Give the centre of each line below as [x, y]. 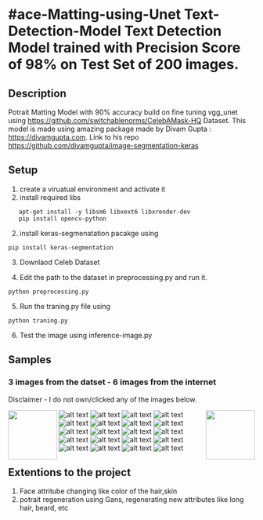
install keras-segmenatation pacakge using [89, 233]
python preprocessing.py [49, 292]
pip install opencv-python [63, 218]
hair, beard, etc [44, 508]
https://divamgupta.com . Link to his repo [74, 137]
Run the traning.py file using [65, 306]
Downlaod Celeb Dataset [59, 262]
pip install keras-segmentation [61, 247]
